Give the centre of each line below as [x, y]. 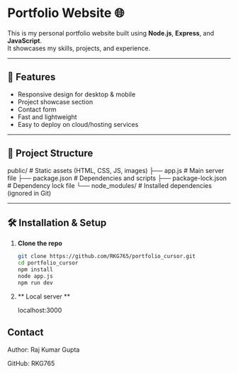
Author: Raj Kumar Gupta [44, 350]
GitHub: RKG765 [31, 363]
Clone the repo [40, 243]
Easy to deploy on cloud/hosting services [78, 124]
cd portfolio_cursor [48, 263]
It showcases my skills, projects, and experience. [79, 48]
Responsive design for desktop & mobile [76, 94]
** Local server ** [44, 296]
